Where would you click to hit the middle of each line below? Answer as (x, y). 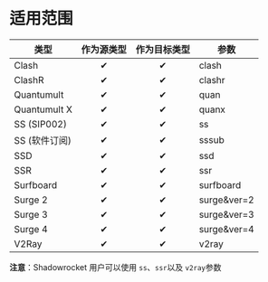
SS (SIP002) (41, 124)
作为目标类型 (163, 49)
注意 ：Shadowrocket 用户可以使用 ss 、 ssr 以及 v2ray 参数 (115, 267)
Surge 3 (31, 214)
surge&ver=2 (227, 200)
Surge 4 (31, 229)
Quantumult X (43, 109)
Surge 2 (31, 200)
